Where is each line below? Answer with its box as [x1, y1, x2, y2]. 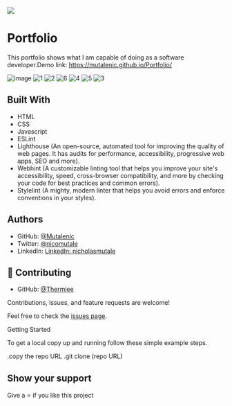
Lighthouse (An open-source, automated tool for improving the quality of [17, 142, 224, 150]
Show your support [7, 372, 92, 384]
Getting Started [7, 326, 51, 334]
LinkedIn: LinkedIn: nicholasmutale [17, 247, 116, 255]
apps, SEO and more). [17, 157, 80, 165]
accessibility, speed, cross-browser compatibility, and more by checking [17, 171, 224, 179]
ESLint [17, 134, 36, 143]
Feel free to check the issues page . [7, 312, 107, 320]
